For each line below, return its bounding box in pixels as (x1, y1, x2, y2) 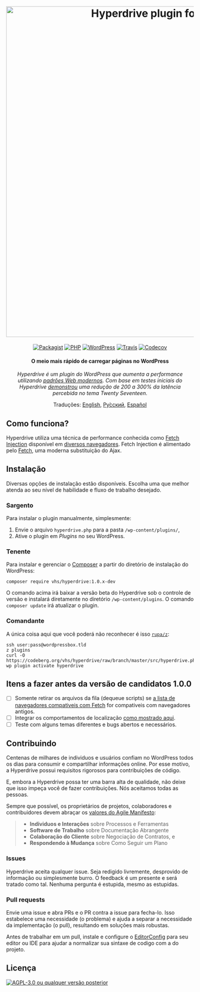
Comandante (6, 617, 45, 625)
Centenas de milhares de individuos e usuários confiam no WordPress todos (6, 754, 193, 761)
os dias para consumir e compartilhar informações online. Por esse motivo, (6, 760, 190, 768)
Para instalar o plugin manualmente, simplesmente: (6, 515, 132, 522)
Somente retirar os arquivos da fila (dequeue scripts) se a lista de (14, 695, 176, 702)
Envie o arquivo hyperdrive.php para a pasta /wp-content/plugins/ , (14, 526, 180, 533)
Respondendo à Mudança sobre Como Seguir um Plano (29, 839, 168, 847)
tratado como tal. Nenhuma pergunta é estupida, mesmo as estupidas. (6, 881, 179, 888)
